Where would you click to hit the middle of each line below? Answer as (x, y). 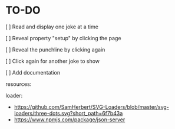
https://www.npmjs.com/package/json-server (70, 120)
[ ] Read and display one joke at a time (52, 27)
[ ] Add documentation (33, 72)
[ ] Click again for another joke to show (53, 61)
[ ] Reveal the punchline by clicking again (55, 49)
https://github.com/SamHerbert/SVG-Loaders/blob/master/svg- (91, 107)
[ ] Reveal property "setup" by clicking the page (63, 38)
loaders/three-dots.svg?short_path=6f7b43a (68, 113)
